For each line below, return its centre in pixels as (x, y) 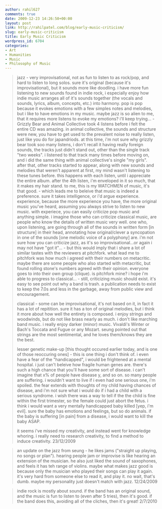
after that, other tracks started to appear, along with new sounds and (85, 165)
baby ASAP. (29, 422)
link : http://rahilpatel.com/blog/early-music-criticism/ (65, 28)
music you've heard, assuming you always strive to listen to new (81, 206)
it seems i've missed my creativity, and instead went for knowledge (84, 431)
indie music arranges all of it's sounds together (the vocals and (80, 98)
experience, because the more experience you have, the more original (87, 202)
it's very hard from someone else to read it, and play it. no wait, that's (86, 476)
